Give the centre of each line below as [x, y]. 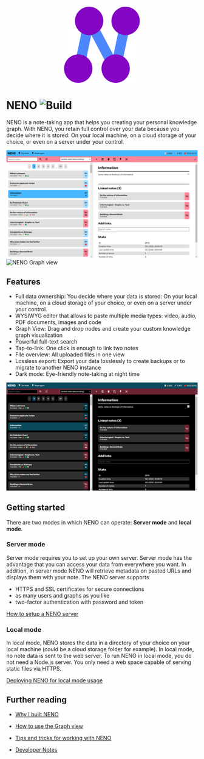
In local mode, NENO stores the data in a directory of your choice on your [98, 643]
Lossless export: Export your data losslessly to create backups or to [100, 361]
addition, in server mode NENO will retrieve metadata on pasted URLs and [99, 571]
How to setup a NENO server [42, 613]
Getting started [36, 508]
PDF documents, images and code [58, 322]
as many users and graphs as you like [62, 595]
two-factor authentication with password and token [79, 602]
